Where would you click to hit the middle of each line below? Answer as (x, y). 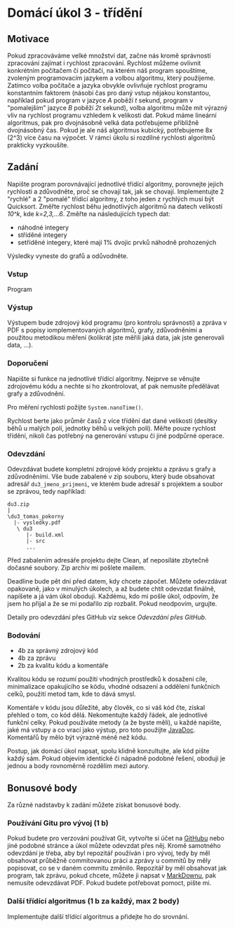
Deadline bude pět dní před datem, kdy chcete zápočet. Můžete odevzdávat (117, 581)
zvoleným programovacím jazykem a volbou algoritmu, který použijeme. (111, 78)
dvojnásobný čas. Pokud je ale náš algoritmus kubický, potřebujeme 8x (110, 130)
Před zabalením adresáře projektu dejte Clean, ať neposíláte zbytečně (108, 560)
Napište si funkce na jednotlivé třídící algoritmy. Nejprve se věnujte (104, 378)
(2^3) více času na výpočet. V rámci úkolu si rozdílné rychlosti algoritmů (112, 137)
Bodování (24, 635)
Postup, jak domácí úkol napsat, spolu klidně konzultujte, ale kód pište (108, 751)
